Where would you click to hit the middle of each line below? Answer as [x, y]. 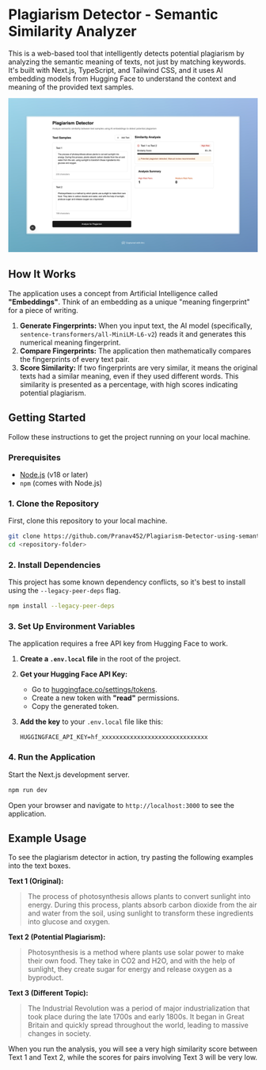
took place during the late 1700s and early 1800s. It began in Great [136, 1017]
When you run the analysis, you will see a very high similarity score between [133, 1049]
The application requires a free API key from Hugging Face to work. [118, 644]
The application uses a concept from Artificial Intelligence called [113, 293]
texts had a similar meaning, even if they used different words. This [129, 376]
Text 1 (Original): [36, 882]
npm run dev [28, 790]
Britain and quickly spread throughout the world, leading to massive [138, 1025]
